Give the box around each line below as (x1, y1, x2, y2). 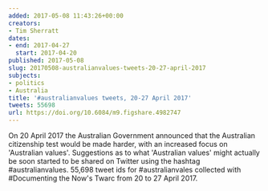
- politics (8, 79, 45, 87)
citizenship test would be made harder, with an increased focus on (8, 140, 228, 148)
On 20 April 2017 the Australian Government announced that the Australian (8, 131, 255, 140)
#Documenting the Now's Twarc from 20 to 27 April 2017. (8, 173, 198, 183)
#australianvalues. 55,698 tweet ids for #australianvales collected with (8, 165, 242, 174)
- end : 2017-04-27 (8, 42, 70, 50)
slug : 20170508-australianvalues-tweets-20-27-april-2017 (8, 64, 206, 72)
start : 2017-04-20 (15, 49, 78, 57)
